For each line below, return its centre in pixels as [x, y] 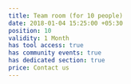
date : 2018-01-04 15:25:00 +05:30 [66, 23]
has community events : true [55, 53]
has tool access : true [46, 46]
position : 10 [30, 30]
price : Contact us [39, 68]
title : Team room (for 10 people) [66, 16]
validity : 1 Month [39, 38]
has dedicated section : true [57, 61]
